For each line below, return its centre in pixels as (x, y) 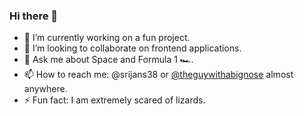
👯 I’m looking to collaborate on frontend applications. (132, 48)
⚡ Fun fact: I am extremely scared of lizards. (114, 100)
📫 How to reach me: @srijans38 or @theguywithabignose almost (158, 75)
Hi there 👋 (34, 16)
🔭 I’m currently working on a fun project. (107, 38)
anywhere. (45, 89)
